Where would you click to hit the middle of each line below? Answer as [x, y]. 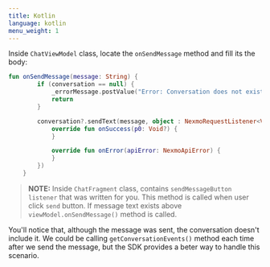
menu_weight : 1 [34, 31]
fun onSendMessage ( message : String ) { [73, 77]
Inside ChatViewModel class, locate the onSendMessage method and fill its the [132, 54]
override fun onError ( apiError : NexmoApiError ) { [136, 151]
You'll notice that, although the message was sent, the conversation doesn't [134, 229]
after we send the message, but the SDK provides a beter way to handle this [134, 247]
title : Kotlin [32, 16]
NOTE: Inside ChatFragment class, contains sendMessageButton [130, 188]
